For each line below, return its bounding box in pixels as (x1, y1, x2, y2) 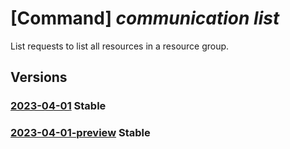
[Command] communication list (10, 7, 280, 30)
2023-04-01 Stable (10, 99, 107, 113)
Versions (10, 69, 68, 86)
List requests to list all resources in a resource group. (10, 40, 230, 52)
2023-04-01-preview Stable (10, 126, 151, 140)
